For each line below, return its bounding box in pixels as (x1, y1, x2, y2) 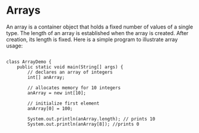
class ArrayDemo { (6, 59, 52, 65)
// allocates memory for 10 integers (27, 84, 121, 91)
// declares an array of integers (27, 69, 113, 75)
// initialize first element (27, 100, 100, 106)
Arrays (6, 4, 40, 17)
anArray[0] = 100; (27, 105, 73, 112)
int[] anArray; (27, 74, 65, 80)
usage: (6, 42, 23, 49)
